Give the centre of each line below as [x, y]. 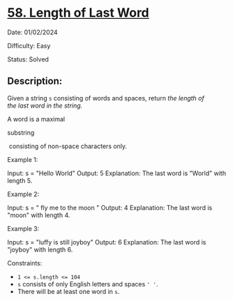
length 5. [20, 180]
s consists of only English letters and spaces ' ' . [88, 284]
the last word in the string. [45, 105]
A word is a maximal [36, 119]
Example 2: [23, 194]
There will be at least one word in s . [68, 291]
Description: [35, 81]
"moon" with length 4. [39, 215]
